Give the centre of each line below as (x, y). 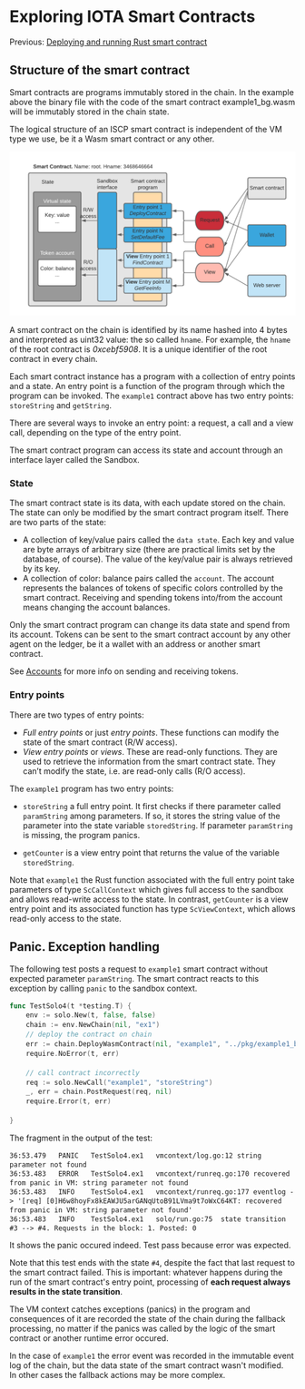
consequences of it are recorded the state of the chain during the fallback (148, 1318)
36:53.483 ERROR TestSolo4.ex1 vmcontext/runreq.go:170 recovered (150, 1174)
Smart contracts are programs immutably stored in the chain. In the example (152, 92)
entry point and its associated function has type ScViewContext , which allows (152, 908)
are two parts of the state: (58, 523)
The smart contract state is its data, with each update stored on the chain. (148, 503)
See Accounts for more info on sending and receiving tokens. (124, 671)
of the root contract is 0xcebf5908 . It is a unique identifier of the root (138, 349)
